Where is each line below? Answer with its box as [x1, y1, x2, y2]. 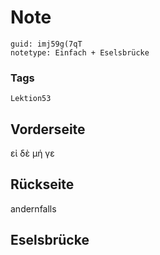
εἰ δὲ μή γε [10, 147, 55, 160]
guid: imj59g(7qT [10, 39, 83, 49]
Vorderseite [10, 121, 86, 138]
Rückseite [10, 176, 75, 193]
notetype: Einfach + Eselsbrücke [10, 47, 150, 58]
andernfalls [10, 202, 57, 215]
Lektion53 [10, 94, 52, 104]
